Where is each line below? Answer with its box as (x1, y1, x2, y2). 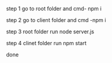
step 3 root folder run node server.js (6, 28, 95, 35)
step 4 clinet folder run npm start (6, 40, 87, 46)
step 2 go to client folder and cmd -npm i (6, 17, 107, 23)
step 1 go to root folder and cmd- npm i (6, 5, 102, 12)
